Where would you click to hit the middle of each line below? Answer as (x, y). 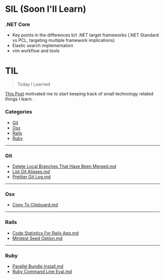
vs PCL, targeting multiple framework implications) (63, 40)
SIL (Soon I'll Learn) (46, 9)
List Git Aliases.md (31, 172)
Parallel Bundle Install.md (38, 266)
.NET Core (18, 25)
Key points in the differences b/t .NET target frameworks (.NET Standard (85, 35)
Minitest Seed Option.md (37, 238)
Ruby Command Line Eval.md (42, 271)
